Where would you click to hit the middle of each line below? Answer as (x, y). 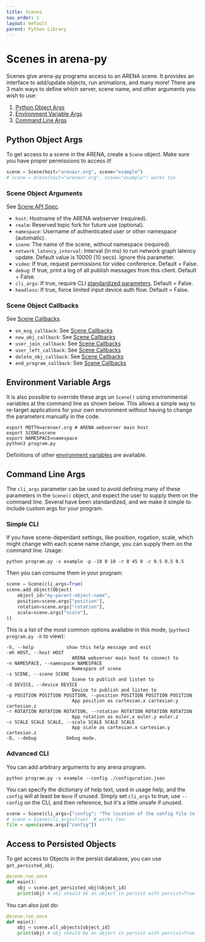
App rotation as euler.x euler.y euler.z (125, 717)
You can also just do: (33, 905)
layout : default (27, 23)
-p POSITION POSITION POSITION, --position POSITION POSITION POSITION (99, 696)
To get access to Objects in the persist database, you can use (84, 859)
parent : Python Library (37, 29)
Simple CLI (23, 524)
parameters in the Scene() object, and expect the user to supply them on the (102, 495)
